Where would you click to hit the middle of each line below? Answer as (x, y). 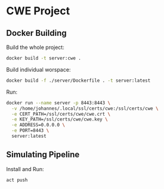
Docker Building (36, 33)
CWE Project (38, 11)
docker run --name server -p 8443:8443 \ (58, 103)
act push (17, 180)
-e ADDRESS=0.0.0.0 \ (38, 125)
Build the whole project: (35, 47)
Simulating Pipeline (43, 155)
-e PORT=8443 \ (30, 131)
